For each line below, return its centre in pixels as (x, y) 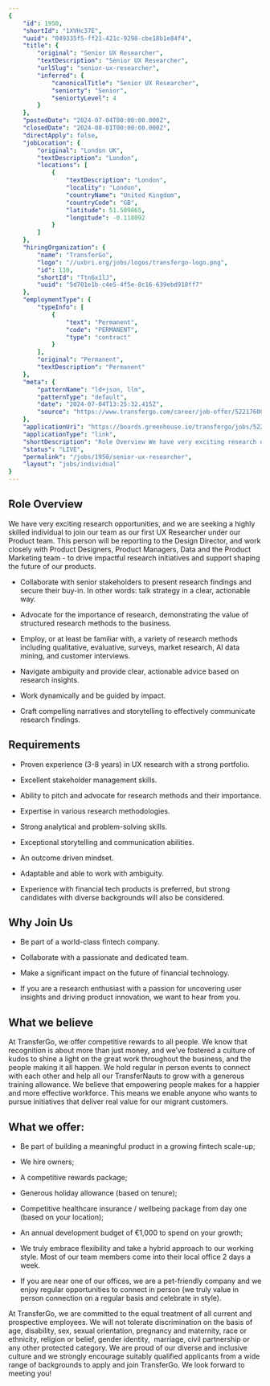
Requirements (44, 745)
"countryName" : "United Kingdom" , (123, 195)
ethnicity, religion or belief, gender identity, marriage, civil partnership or (129, 1339)
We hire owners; (47, 1162)
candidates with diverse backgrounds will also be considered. (122, 897)
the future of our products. (52, 566)
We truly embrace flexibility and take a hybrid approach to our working (137, 1249)
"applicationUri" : (53, 427)
